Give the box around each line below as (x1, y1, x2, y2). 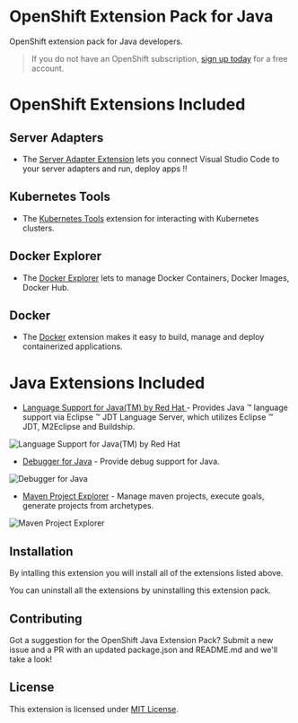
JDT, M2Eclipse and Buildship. (22, 422, 136, 432)
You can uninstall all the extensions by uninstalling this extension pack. (9, 585, 272, 596)
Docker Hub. (22, 282, 70, 292)
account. (31, 63, 65, 74)
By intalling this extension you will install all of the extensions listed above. (9, 568, 284, 579)
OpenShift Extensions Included (9, 94, 246, 115)
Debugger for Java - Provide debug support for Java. (22, 456, 220, 467)
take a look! (9, 653, 52, 665)
